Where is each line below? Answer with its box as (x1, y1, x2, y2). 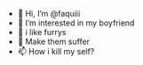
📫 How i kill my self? (17, 47, 95, 56)
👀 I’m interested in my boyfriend (17, 18, 135, 28)
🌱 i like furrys (17, 27, 67, 37)
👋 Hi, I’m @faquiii (17, 9, 81, 18)
